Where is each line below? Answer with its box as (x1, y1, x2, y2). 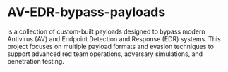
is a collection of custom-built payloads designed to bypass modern (7, 27, 205, 36)
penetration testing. (7, 57, 65, 65)
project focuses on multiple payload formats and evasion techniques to (7, 42, 214, 50)
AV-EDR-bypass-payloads (7, 4, 166, 20)
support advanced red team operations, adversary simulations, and (7, 50, 203, 58)
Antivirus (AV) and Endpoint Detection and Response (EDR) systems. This (7, 34, 221, 43)
